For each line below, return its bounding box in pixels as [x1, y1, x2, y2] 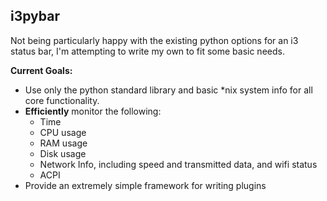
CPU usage [39, 126, 87, 138]
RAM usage [39, 137, 88, 149]
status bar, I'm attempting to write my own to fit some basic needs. [10, 45, 285, 57]
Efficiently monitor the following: [24, 105, 162, 117]
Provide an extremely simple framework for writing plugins [24, 179, 267, 191]
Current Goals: [10, 64, 73, 76]
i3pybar [10, 8, 60, 25]
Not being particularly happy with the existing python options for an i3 [10, 34, 299, 46]
